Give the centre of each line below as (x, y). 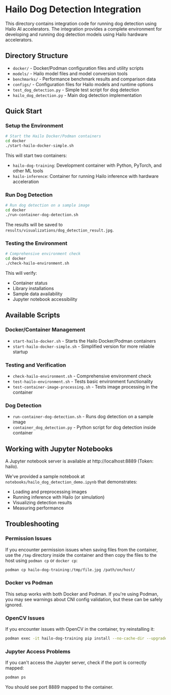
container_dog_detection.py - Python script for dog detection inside (84, 427)
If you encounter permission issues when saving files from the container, (81, 550)
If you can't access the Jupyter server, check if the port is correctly (76, 663)
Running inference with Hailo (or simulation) (59, 497)
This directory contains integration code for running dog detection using (81, 23)
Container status (30, 283)
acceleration (26, 182)
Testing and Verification (36, 365)
